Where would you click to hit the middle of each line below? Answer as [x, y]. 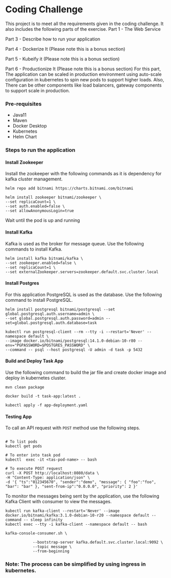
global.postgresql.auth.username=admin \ [50, 314]
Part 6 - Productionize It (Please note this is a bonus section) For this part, [83, 69]
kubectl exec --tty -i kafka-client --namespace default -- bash [76, 524]
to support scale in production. [38, 90]
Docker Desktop [30, 126]
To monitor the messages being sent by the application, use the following [82, 496]
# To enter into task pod [33, 455]
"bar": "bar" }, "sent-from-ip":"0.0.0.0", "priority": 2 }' [72, 487]
